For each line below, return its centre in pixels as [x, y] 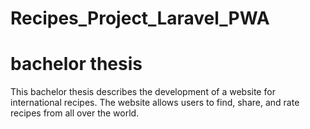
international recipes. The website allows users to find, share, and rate [155, 103]
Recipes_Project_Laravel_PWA [140, 18]
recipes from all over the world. [75, 113]
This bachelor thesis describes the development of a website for [143, 92]
